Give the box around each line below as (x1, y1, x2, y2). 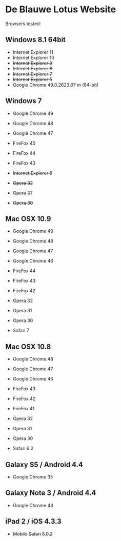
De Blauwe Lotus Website (5, 4, 116, 15)
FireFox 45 (12, 140, 36, 146)
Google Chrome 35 (12, 474, 53, 480)
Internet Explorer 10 (12, 54, 55, 61)
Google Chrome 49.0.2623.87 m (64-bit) (12, 82, 99, 88)
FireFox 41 (12, 406, 35, 412)
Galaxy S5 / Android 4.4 (5, 460, 84, 469)
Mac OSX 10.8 (5, 342, 51, 351)
